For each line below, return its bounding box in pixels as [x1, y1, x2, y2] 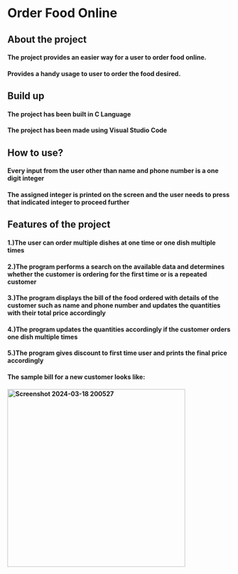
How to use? [7, 147, 64, 159]
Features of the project [7, 218, 111, 230]
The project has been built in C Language [7, 110, 131, 118]
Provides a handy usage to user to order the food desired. [7, 69, 181, 78]
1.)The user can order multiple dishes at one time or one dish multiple [7, 238, 216, 247]
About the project [7, 33, 87, 46]
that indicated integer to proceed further [7, 198, 130, 206]
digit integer [7, 174, 45, 183]
